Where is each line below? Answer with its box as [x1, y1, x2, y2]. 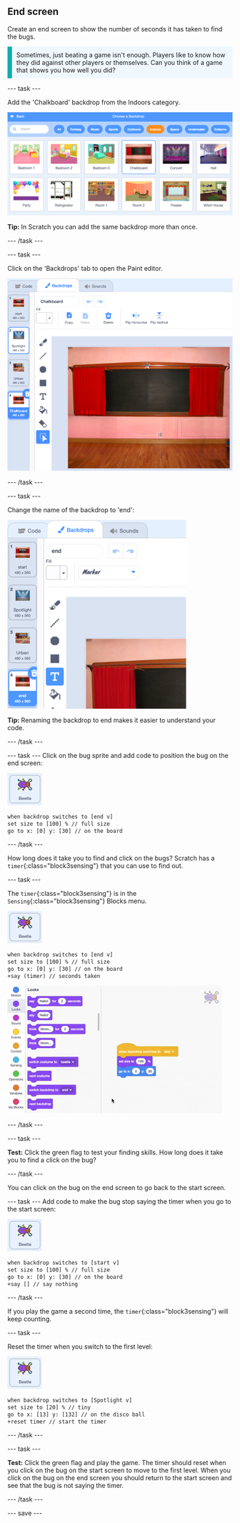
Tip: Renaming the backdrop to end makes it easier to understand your [7, 716, 216, 724]
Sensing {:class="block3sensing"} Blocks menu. [7, 897, 147, 905]
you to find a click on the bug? [7, 1155, 96, 1164]
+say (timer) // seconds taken [7, 972, 101, 979]
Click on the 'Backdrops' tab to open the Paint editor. [7, 264, 163, 273]
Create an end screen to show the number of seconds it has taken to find [7, 24, 223, 33]
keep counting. [7, 1314, 52, 1323]
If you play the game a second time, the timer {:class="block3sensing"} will [7, 1307, 229, 1315]
